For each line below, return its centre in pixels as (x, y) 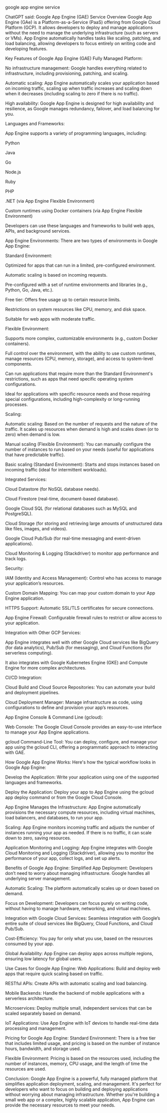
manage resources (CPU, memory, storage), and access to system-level (79, 359)
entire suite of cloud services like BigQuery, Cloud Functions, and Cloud (79, 924)
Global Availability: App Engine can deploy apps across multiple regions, (79, 953)
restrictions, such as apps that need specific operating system (69, 379)
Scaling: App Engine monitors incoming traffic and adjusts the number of (80, 827)
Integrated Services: (26, 479)
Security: (14, 568)
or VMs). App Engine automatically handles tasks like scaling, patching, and (83, 38)
